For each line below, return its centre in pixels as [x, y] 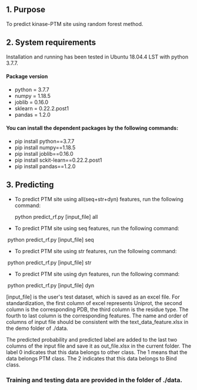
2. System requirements [51, 43]
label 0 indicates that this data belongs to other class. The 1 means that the [97, 352]
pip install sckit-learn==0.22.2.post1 [58, 160]
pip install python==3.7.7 [44, 142]
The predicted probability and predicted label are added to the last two [92, 339]
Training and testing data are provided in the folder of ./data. [94, 380]
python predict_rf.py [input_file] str [49, 263]
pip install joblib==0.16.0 [44, 154]
